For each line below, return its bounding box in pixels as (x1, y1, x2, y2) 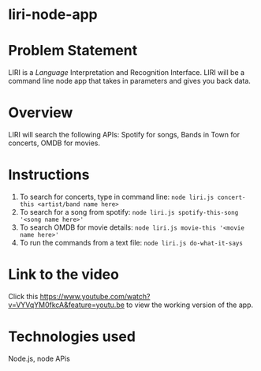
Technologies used (8, 328, 136, 346)
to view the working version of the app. (125, 300, 254, 309)
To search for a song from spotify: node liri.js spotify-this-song (19, 208, 239, 216)
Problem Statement (8, 42, 138, 60)
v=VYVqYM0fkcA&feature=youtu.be (8, 300, 125, 309)
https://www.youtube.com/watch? (39, 291, 151, 301)
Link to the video (8, 266, 120, 283)
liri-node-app (8, 6, 98, 24)
